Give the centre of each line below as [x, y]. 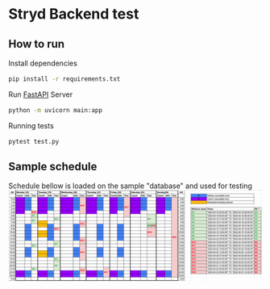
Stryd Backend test [74, 14]
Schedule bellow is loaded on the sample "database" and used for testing [130, 186]
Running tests [31, 125]
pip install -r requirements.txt [64, 79]
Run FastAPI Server [41, 94]
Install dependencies [43, 63]
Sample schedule [53, 167]
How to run [37, 44]
